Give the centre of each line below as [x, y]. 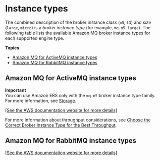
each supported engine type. [35, 38]
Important [16, 90]
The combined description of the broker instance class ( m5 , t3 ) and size [78, 22]
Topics [12, 48]
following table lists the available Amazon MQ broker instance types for [78, 33]
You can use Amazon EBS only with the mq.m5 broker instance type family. [80, 95]
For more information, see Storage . [41, 101]
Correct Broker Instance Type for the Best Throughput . [61, 125]
